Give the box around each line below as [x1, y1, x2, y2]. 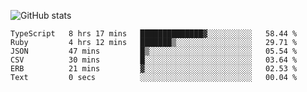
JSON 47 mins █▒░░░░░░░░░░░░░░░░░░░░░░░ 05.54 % [10, 46, 298, 56]
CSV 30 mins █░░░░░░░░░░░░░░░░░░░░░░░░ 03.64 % [10, 55, 298, 65]
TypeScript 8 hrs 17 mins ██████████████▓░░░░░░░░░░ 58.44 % [10, 29, 298, 39]
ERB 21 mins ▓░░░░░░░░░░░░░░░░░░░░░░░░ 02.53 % [10, 64, 298, 74]
